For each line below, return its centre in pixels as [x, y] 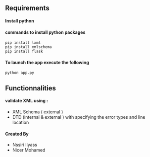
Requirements [27, 8]
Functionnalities [30, 88]
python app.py [20, 73]
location [21, 122]
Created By [17, 134]
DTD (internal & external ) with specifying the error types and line [79, 117]
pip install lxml [23, 43]
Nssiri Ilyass [25, 145]
